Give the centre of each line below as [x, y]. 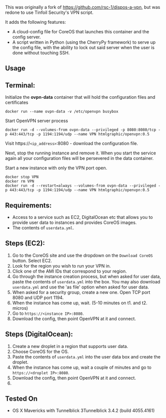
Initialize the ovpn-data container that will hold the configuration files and [80, 97]
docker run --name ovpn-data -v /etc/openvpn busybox [62, 112]
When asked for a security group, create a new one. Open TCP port [81, 292]
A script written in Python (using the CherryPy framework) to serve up [84, 42]
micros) [20, 308]
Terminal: [20, 85]
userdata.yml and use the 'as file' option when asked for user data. [81, 287]
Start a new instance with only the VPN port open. [56, 168]
